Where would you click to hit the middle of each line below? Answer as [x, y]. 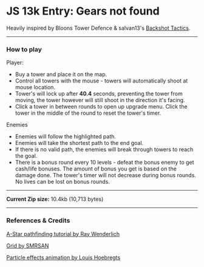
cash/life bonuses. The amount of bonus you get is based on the [96, 169]
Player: [15, 63]
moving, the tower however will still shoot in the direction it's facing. [100, 100]
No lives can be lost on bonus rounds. [63, 182]
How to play [24, 49]
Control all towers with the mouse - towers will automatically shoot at [101, 81]
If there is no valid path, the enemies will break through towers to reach [104, 149]
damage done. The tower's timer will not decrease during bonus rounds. [105, 175]
